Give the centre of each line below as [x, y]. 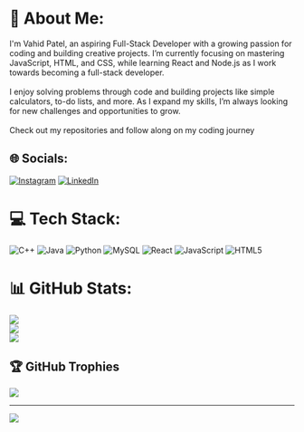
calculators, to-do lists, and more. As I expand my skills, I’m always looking [148, 101]
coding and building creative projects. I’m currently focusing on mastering [147, 53]
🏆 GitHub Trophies [65, 367]
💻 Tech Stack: [65, 219]
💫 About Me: [57, 19]
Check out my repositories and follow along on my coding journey [132, 130]
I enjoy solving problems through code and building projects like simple [142, 91]
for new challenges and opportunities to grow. [95, 110]
